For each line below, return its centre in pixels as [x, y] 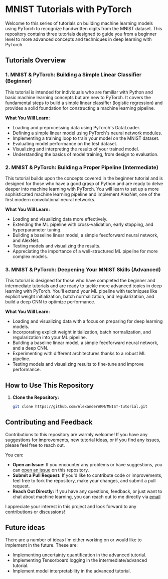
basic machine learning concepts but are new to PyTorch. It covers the [78, 97]
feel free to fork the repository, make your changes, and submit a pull [84, 480]
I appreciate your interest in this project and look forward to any [71, 506]
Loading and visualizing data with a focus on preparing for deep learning [88, 321]
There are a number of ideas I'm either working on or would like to [73, 540]
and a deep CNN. [30, 348]
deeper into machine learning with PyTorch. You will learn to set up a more [82, 189]
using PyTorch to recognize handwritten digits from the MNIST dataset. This [84, 28]
